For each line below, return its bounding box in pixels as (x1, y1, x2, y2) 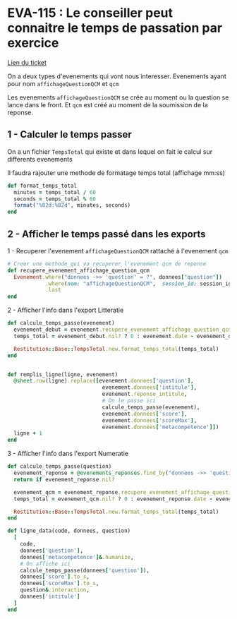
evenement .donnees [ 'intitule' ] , (102, 384, 197, 391)
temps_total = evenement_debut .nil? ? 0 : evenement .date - (13, 332, 194, 339)
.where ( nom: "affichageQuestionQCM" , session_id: (44, 280, 197, 287)
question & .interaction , (20, 587, 90, 594)
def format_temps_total (7, 182, 78, 189)
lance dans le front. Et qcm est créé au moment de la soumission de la (7, 100, 208, 109)
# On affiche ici (20, 560, 71, 567)
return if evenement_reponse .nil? (13, 476, 115, 483)
